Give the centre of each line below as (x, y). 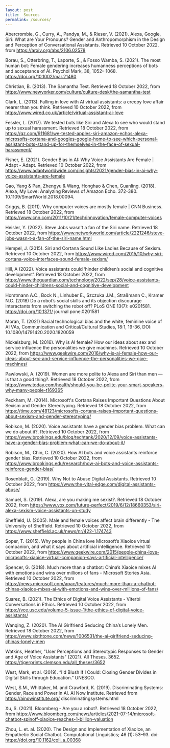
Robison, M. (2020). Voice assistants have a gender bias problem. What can (85, 426)
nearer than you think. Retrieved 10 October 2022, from (63, 107)
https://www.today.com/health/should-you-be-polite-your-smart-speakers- (85, 385)
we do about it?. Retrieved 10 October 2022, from (57, 432)
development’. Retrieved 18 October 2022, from (55, 275)
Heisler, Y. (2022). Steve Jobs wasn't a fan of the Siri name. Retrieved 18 (82, 228)
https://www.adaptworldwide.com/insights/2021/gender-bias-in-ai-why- (82, 171)
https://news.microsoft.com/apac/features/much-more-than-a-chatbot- (81, 584)
